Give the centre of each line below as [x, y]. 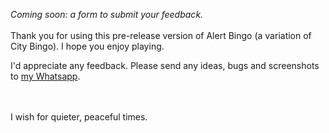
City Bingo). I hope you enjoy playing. [87, 46]
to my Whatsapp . [45, 76]
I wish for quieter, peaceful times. [79, 117]
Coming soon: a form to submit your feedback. [107, 14]
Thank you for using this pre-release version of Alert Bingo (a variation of [161, 35]
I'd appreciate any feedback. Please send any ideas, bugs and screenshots [165, 65]
